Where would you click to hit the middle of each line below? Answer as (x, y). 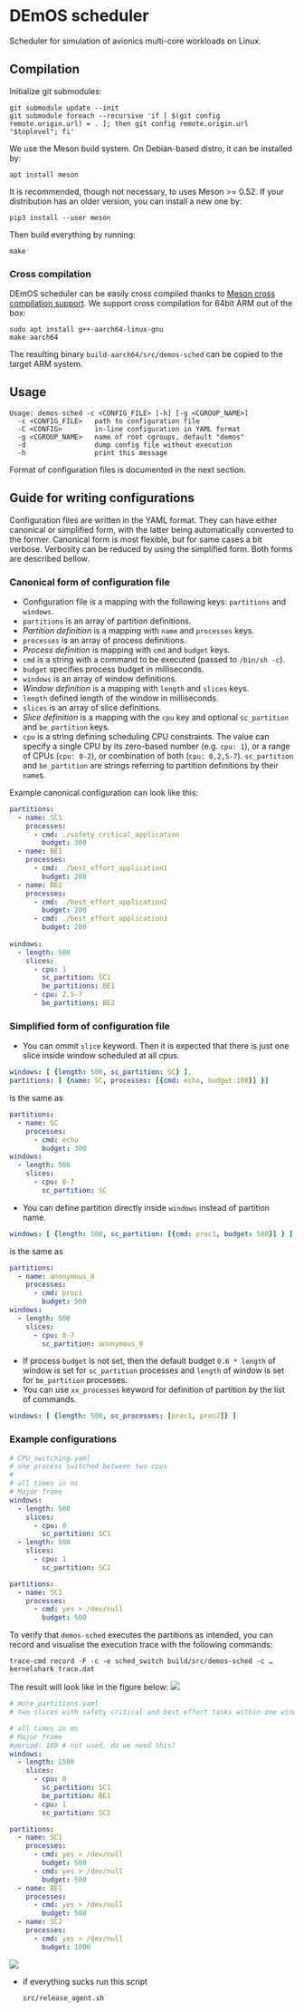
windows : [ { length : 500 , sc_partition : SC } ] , (101, 1072)
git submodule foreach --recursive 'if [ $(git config (115, 116)
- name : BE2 (40, 885)
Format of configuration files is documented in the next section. (128, 469)
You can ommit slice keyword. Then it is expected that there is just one (156, 1046)
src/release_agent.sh (63, 1998)
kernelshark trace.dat (52, 1669)
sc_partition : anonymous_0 (93, 1344)
